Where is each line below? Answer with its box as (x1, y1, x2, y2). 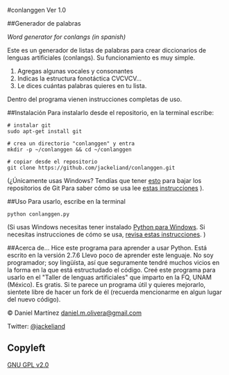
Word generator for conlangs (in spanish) (7, 33, 126, 41)
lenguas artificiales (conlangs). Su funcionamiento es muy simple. (7, 53, 196, 62)
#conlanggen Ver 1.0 (7, 6, 67, 14)
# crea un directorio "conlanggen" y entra (7, 140, 135, 147)
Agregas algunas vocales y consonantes (17, 67, 134, 75)
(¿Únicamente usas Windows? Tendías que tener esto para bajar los (7, 177, 202, 184)
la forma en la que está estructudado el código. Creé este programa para (7, 266, 217, 274)
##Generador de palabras (7, 19, 81, 27)
